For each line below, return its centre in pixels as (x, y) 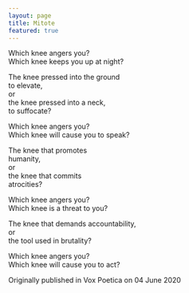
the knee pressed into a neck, (57, 103)
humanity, (25, 159)
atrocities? (25, 184)
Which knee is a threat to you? (58, 208)
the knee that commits (45, 176)
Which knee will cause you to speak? (69, 135)
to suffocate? (30, 111)
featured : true (33, 30)
